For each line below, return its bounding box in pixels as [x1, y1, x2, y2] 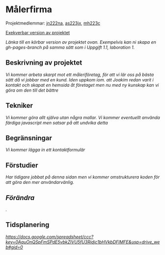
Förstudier [5, 161, 38, 169]
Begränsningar [5, 134, 52, 142]
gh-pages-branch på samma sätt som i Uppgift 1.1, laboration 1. [5, 44, 135, 50]
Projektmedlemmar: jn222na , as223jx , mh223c [5, 20, 101, 26]
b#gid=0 [5, 244, 24, 250]
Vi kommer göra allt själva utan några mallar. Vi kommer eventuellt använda [5, 114, 160, 120]
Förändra [5, 193, 35, 202]
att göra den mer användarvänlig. [5, 179, 74, 185]
